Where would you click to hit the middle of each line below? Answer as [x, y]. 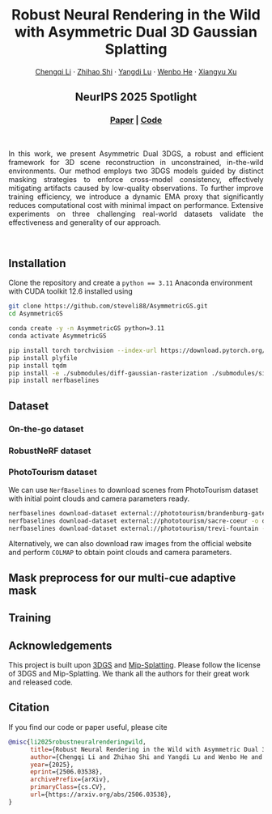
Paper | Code [136, 121]
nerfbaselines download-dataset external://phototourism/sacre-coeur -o [134, 521]
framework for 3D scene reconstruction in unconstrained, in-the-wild [136, 162]
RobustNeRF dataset [50, 451]
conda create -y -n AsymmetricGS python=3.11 [86, 329]
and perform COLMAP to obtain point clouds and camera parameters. [120, 553]
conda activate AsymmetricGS [57, 336]
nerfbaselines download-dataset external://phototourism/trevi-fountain [134, 528]
